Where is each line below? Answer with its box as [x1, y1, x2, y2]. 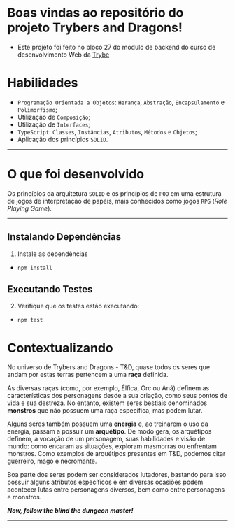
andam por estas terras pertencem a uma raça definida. [7, 371, 169, 379]
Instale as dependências [17, 250, 88, 258]
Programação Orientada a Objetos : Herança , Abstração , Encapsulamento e [17, 98, 225, 106]
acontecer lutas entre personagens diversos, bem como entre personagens [7, 485, 225, 494]
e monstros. [7, 493, 42, 501]
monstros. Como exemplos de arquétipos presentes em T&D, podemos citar [7, 450, 226, 458]
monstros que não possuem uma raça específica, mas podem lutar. [7, 406, 203, 415]
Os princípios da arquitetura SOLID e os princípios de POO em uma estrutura [7, 189, 222, 197]
